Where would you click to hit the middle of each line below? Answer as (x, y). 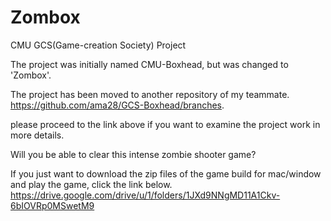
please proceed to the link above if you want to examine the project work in (165, 124)
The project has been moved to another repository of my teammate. (150, 94)
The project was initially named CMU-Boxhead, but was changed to (149, 64)
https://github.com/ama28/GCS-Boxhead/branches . (117, 105)
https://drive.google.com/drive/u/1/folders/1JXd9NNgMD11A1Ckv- (145, 195)
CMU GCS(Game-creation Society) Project (98, 45)
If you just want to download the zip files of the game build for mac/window (166, 173)
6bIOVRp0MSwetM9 (52, 205)
